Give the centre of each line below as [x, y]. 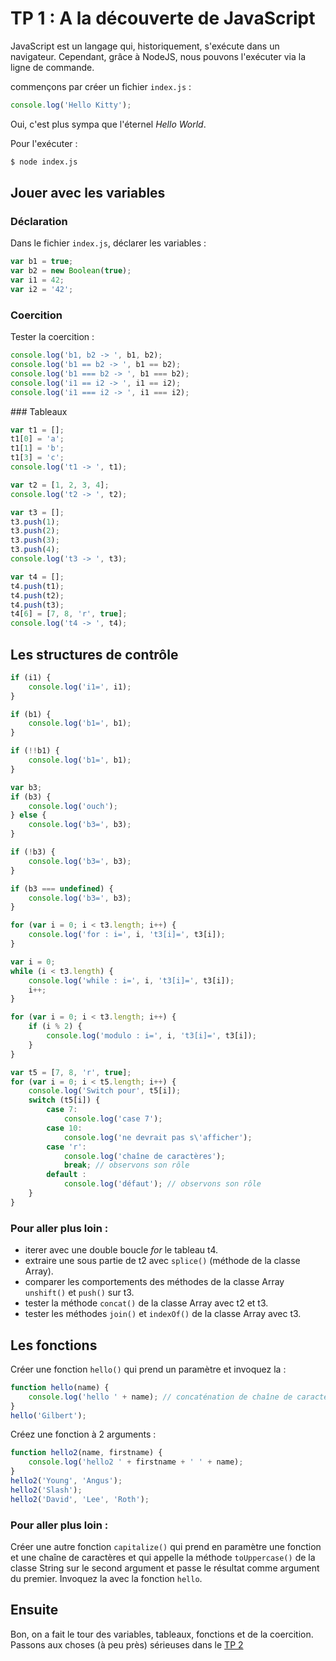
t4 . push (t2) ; [37, 595]
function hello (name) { [60, 1387]
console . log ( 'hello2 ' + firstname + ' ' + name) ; [136, 1462]
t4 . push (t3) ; [37, 605]
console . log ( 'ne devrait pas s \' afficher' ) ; [158, 1137]
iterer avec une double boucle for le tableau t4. [121, 1250]
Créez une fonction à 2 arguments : [83, 1434]
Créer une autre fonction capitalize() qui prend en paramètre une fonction [166, 1547]
